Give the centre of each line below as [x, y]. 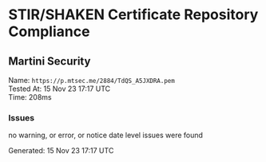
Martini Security [50, 61]
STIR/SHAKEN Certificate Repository [133, 15]
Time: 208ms [30, 97]
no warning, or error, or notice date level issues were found [106, 135]
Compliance [49, 32]
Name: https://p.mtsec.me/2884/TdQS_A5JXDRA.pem [92, 80]
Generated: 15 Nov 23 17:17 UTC [61, 151]
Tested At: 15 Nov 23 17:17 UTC [60, 89]
